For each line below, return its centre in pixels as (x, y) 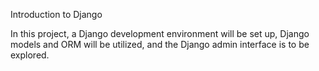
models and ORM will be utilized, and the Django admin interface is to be (160, 44)
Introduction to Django (56, 14)
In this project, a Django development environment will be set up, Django (160, 33)
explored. (30, 55)
